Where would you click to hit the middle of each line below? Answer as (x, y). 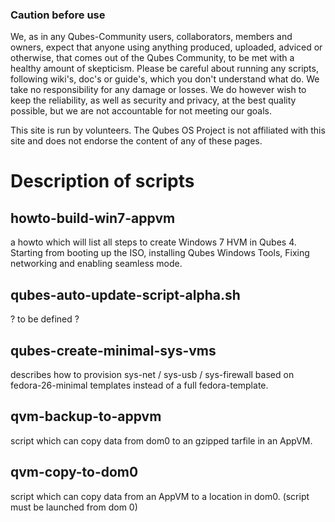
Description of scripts (102, 181)
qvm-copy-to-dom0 (74, 472)
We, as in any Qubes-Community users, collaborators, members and (151, 37)
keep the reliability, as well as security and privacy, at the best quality (153, 100)
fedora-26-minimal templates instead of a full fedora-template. (139, 385)
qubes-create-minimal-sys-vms (113, 350)
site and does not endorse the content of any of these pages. (136, 141)
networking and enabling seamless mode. (96, 264)
